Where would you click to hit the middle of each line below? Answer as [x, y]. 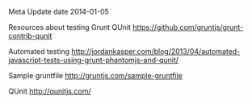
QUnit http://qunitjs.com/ [50, 91]
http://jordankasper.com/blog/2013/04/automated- [156, 51]
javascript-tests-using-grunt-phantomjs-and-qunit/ [94, 60]
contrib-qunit [30, 36]
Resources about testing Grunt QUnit [70, 27]
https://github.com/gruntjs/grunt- [188, 27]
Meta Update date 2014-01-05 [59, 12]
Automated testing [39, 51]
